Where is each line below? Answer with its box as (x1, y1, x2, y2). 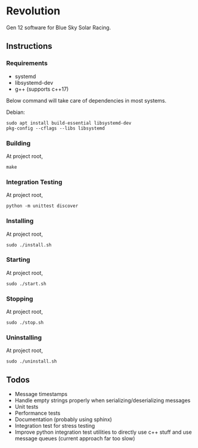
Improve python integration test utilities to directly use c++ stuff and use (14, 428, 192, 436)
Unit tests (14, 403, 39, 410)
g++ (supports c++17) (14, 85, 69, 92)
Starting (6, 255, 31, 264)
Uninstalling (6, 333, 42, 342)
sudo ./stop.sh (6, 320, 44, 326)
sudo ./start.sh (6, 280, 46, 287)
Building (6, 139, 31, 147)
